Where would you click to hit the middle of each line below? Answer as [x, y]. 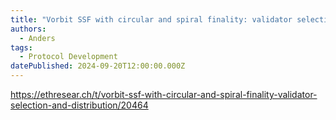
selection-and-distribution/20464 [79, 105]
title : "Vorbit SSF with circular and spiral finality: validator [151, 19]
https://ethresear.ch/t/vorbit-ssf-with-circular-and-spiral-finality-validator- [164, 94]
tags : [21, 47]
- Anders [37, 38]
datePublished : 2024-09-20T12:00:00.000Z [98, 66]
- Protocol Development [68, 57]
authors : [28, 29]
